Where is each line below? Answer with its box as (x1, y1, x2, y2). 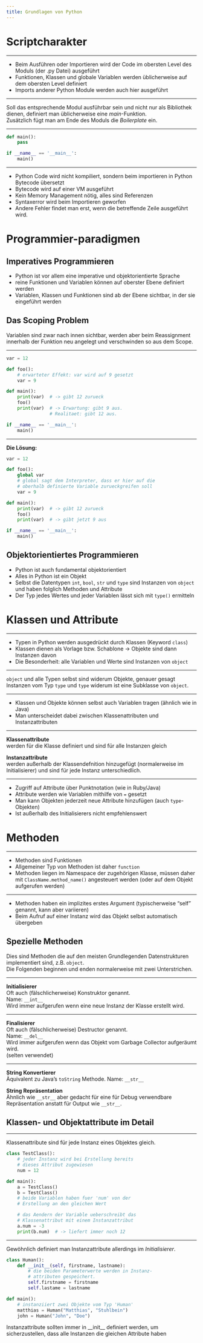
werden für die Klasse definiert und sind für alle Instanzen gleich (6, 742, 167, 749)
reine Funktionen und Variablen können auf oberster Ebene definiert (14, 279, 184, 286)
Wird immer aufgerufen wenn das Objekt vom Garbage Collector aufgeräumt (6, 1038, 197, 1046)
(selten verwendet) (6, 1051, 54, 1058)
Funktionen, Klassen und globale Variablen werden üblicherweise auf (14, 73, 187, 80)
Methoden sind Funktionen (14, 856, 82, 864)
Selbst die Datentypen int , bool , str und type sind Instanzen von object (14, 578, 195, 586)
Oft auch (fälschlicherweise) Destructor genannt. (6, 1026, 128, 1033)
